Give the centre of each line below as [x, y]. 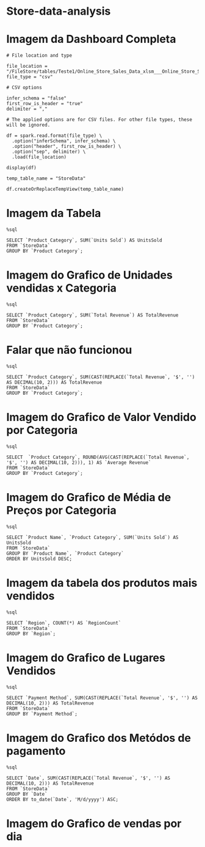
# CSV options [24, 88]
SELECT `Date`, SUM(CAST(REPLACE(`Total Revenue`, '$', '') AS [88, 778]
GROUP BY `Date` [27, 794]
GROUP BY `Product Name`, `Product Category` [65, 553]
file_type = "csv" [30, 77]
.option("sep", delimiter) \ [49, 152]
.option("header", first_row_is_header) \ [67, 147]
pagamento [36, 751]
